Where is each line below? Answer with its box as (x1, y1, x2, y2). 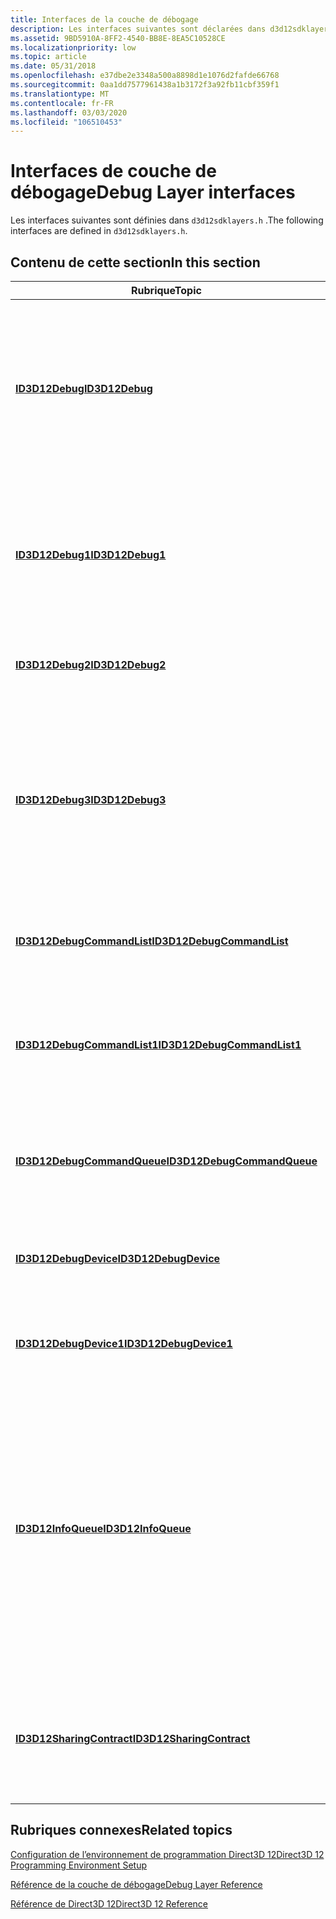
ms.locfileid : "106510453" (10, 117, 123, 127)
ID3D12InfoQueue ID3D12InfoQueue (15, 1522, 192, 1535)
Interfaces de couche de (10, 160, 217, 183)
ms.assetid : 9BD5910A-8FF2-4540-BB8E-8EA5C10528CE (10, 33, 226, 43)
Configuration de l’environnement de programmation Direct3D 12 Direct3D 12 (10, 1848, 325, 1860)
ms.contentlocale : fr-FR (10, 98, 114, 108)
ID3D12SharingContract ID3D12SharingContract (15, 1732, 251, 1745)
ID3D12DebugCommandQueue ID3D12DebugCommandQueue (15, 1154, 318, 1168)
